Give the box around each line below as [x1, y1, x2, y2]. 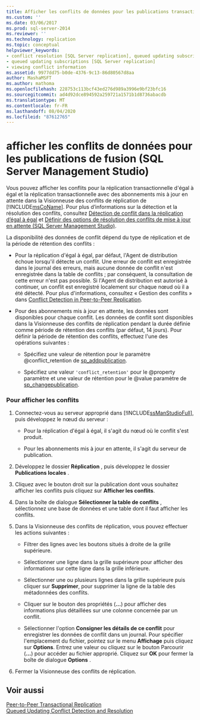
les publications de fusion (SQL [6, 152, 164, 165]
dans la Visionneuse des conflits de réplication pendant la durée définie [14, 320, 190, 327]
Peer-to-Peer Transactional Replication [6, 701, 102, 708]
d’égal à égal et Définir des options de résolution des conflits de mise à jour [6, 216, 191, 223]
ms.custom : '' [6, 14, 42, 20]
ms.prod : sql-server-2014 [6, 25, 70, 32]
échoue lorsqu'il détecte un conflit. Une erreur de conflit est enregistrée [14, 258, 192, 265]
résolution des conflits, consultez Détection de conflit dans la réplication [6, 209, 183, 217]
